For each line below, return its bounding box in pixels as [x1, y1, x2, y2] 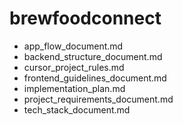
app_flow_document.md [23, 40, 124, 52]
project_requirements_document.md [23, 93, 174, 105]
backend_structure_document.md [23, 50, 163, 62]
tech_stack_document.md [23, 103, 131, 116]
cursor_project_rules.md [23, 61, 125, 73]
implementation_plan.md [23, 82, 126, 94]
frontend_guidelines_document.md [23, 72, 167, 84]
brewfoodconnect [9, 7, 162, 30]
